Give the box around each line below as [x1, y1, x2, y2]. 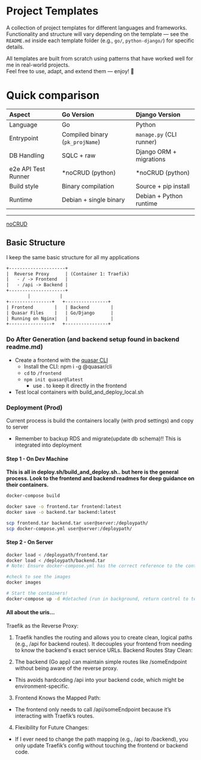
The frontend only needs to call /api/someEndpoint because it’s [14, 706, 172, 713]
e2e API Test [9, 164, 45, 173]
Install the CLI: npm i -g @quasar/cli [23, 363, 112, 370]
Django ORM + [135, 147, 177, 155]
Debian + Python [135, 192, 183, 200]
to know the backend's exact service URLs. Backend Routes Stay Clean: [14, 647, 193, 654]
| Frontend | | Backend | [6, 304, 114, 310]
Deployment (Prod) [6, 403, 63, 412]
